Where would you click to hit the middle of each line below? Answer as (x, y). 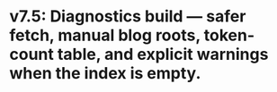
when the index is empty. (105, 74)
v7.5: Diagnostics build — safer (128, 17)
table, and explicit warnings (163, 54)
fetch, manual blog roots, (105, 35)
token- (229, 35)
